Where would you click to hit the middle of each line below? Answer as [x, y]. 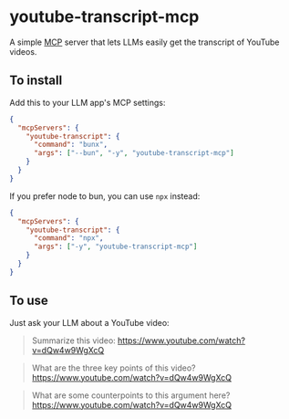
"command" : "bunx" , [70, 145]
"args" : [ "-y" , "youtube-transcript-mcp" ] [115, 247]
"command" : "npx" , [68, 238]
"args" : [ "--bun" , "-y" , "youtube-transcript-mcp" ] [134, 153]
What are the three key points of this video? [114, 368]
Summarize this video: [73, 340]
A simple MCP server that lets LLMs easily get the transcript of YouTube [144, 42]
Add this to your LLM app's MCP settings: [88, 102]
